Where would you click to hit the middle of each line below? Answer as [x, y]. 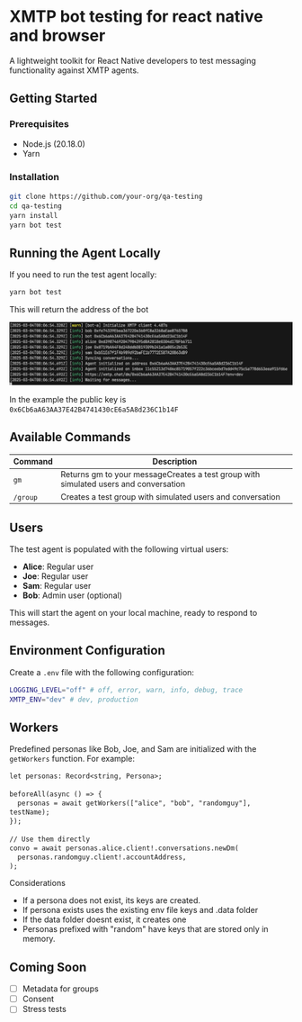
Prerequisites [39, 124]
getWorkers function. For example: [72, 759]
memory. [39, 939]
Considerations [37, 883]
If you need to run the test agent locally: [83, 275]
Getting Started [53, 99]
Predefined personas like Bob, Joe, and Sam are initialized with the [133, 749]
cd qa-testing [36, 206]
